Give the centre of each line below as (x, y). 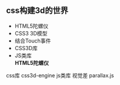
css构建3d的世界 (37, 11)
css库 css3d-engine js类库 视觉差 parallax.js (60, 75)
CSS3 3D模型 (31, 33)
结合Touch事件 (33, 41)
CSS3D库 (26, 48)
